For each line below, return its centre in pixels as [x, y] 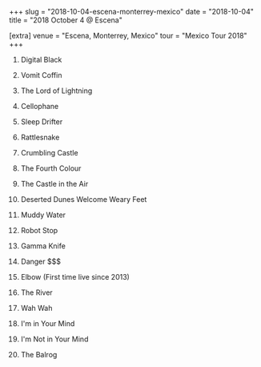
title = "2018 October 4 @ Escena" [66, 20]
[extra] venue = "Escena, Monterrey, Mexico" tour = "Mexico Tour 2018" [128, 36]
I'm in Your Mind [48, 323]
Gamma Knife [43, 246]
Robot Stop [39, 230]
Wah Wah [36, 308]
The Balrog [39, 355]
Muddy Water [43, 215]
